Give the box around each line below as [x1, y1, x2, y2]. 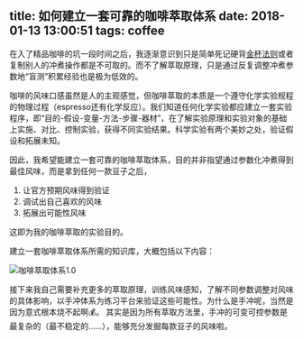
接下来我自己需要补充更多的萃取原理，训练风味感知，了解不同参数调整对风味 [9, 283, 294, 295]
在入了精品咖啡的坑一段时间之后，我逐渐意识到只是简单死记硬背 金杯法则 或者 [9, 48, 294, 59]
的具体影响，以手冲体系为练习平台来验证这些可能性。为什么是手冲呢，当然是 [9, 295, 294, 306]
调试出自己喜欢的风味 [22, 196, 102, 207]
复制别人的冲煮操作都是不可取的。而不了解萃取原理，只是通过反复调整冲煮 [9, 60, 286, 70]
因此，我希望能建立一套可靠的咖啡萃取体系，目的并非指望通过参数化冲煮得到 [9, 154, 294, 165]
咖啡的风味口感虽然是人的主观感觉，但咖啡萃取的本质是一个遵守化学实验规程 [9, 89, 294, 101]
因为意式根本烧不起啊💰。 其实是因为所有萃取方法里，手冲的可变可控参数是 [9, 306, 289, 317]
